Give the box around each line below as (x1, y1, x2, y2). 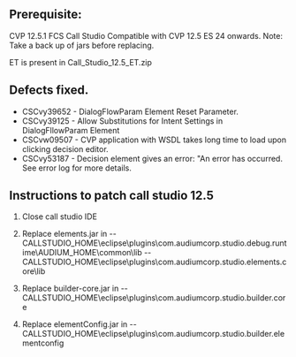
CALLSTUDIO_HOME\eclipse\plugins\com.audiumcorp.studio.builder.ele (21, 329, 285, 339)
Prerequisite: (9, 7, 82, 22)
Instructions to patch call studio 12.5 (9, 188, 214, 203)
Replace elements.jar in (21, 229, 108, 239)
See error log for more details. (21, 163, 133, 173)
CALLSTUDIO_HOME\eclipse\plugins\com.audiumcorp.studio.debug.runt (21, 238, 287, 248)
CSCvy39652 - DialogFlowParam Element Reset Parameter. (21, 106, 239, 117)
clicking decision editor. (21, 143, 109, 154)
